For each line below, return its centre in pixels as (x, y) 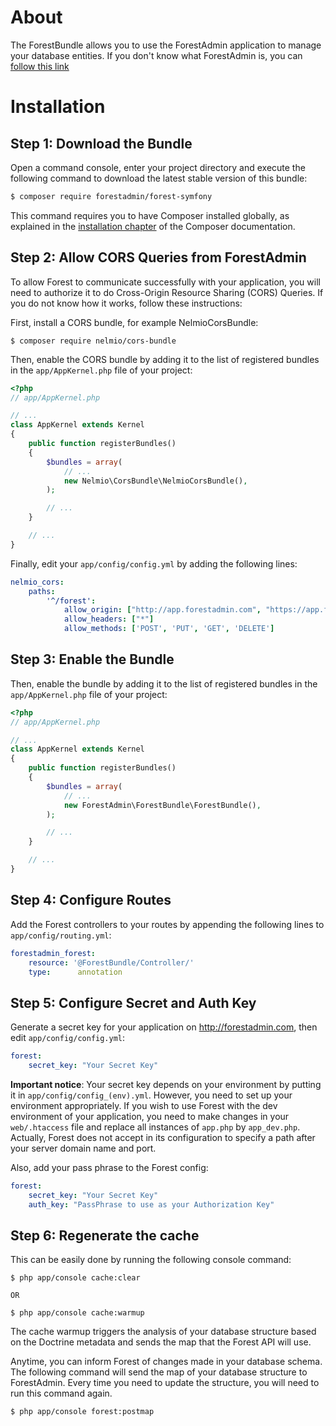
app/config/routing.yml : (61, 935)
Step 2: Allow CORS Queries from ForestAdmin (158, 257)
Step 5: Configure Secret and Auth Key (133, 1002)
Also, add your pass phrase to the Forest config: (109, 1167)
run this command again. (61, 1393)
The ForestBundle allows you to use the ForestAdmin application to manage (166, 45)
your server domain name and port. (83, 1148)
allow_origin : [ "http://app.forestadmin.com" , (162, 610)
